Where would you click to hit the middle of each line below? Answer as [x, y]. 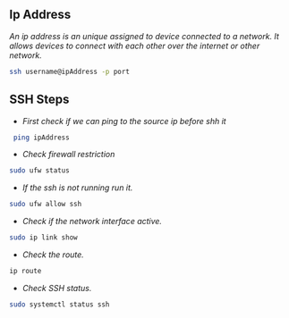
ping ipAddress [41, 138]
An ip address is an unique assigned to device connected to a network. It [144, 36]
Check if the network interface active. [92, 222]
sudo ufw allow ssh [46, 205]
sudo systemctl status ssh [59, 304]
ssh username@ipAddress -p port [69, 71]
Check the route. [53, 255]
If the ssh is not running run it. [77, 188]
